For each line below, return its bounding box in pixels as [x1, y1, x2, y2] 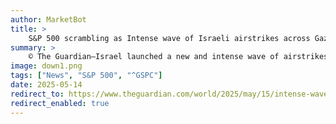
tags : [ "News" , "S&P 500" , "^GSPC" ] [10, 71, 163, 81]
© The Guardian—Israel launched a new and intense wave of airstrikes [28, 52, 329, 62]
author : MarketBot [10, 14, 87, 25]
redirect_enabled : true [10, 98, 110, 108]
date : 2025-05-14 [10, 80, 83, 90]
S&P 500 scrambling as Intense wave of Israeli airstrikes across [28, 33, 311, 43]
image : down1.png [10, 61, 83, 71]
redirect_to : [10, 89, 65, 99]
